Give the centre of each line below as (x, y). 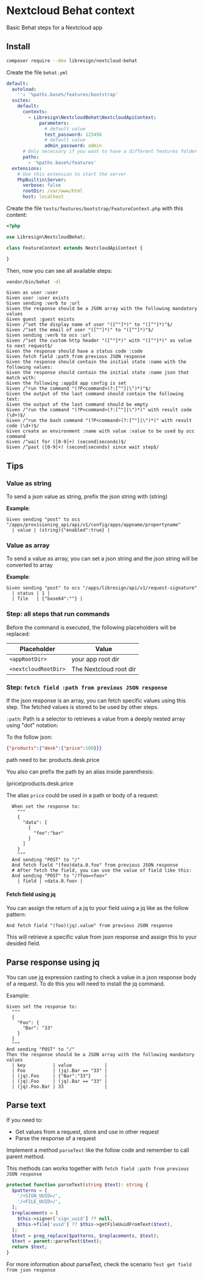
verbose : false (42, 185)
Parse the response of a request (55, 1138)
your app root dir (96, 659)
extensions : (27, 168)
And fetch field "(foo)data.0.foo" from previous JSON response (95, 865)
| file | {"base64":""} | (47, 599)
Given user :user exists (38, 298)
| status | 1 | (31, 594)
